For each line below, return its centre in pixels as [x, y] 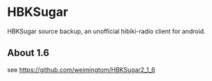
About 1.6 [28, 53]
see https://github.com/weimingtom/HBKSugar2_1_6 [81, 69]
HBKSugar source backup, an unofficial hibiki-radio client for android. [106, 31]
